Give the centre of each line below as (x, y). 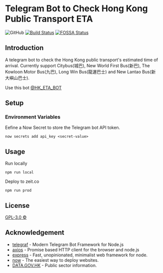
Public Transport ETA (49, 19)
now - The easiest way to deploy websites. (55, 260)
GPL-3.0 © (16, 217)
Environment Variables (33, 117)
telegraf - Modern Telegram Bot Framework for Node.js (68, 244)
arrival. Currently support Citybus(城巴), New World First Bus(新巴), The (78, 65)
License (17, 206)
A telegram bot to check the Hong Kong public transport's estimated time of (81, 60)
